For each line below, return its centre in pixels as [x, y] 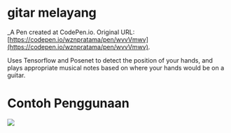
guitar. [16, 75]
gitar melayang [52, 13]
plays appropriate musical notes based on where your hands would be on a [116, 68]
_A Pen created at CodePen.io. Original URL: [71, 32]
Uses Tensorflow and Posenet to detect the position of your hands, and [110, 60]
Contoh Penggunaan [68, 103]
